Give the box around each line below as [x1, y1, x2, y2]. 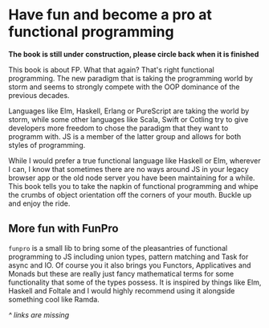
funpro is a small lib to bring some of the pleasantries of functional [8, 243, 228, 252]
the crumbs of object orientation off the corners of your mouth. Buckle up [8, 190, 252, 199]
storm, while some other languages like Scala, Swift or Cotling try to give [8, 114, 249, 124]
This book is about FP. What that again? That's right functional [8, 64, 214, 74]
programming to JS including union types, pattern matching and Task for [8, 252, 249, 261]
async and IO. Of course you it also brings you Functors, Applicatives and [8, 260, 251, 270]
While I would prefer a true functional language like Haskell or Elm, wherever [8, 155, 261, 166]
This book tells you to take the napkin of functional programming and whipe [8, 181, 259, 191]
